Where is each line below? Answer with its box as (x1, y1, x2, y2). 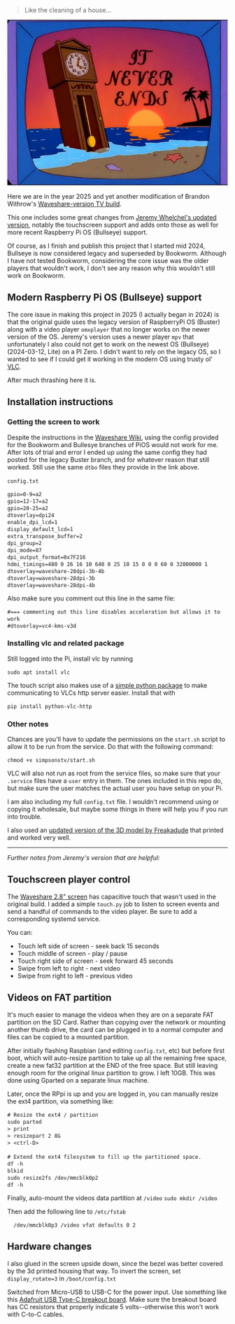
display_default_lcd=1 (7, 526, 73, 533)
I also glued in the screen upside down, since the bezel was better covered (7, 1259, 223, 1267)
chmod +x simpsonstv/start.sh (7, 757, 96, 764)
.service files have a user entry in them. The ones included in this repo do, (7, 777, 223, 785)
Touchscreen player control (7, 874, 131, 886)
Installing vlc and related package (7, 638, 124, 648)
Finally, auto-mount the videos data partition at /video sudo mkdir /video (7, 1193, 218, 1202)
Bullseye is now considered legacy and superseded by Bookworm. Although (7, 249, 227, 258)
